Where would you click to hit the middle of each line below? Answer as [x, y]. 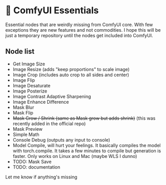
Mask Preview [27, 129]
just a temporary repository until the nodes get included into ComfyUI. [79, 35]
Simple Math [26, 134]
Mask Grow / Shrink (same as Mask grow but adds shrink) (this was [84, 118]
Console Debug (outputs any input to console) [61, 140]
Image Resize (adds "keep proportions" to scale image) [71, 69]
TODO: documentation [36, 167]
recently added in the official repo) [49, 123]
